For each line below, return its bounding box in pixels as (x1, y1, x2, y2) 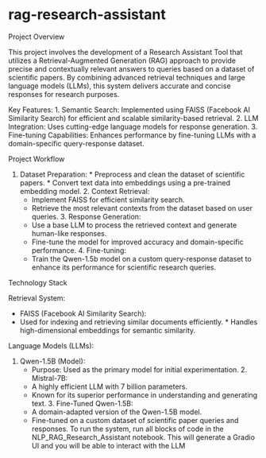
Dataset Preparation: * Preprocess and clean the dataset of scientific (19, 169, 245, 179)
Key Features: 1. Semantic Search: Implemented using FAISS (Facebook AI (8, 105, 250, 114)
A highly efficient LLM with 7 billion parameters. (31, 382, 188, 391)
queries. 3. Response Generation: (31, 212, 141, 221)
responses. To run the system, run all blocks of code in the (31, 424, 224, 433)
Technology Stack (8, 278, 67, 287)
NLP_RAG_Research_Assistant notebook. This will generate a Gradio (31, 432, 256, 442)
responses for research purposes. (8, 89, 120, 99)
